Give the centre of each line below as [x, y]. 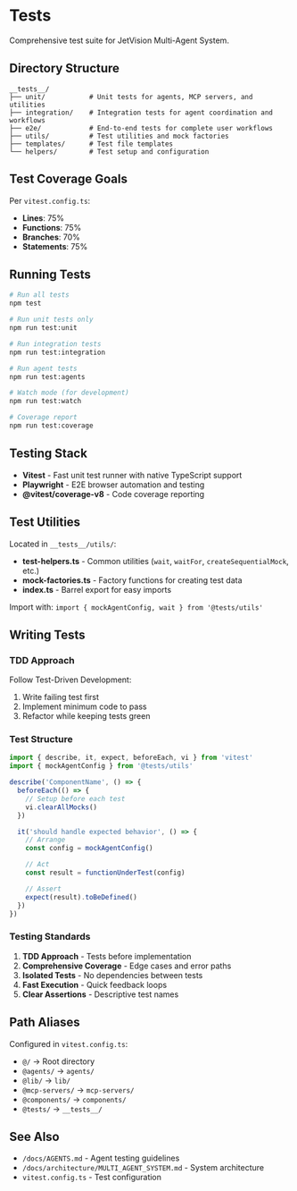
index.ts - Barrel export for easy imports [97, 589]
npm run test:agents [48, 376]
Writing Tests [48, 634]
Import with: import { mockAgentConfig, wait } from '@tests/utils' [136, 607]
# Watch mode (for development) [69, 393]
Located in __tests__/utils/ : [63, 544]
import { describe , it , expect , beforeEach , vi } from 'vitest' [131, 758]
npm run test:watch [45, 401]
